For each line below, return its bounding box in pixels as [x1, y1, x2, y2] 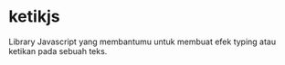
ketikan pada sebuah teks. [8, 45, 108, 56]
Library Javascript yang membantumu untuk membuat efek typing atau [8, 36, 277, 47]
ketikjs [8, 6, 60, 27]
